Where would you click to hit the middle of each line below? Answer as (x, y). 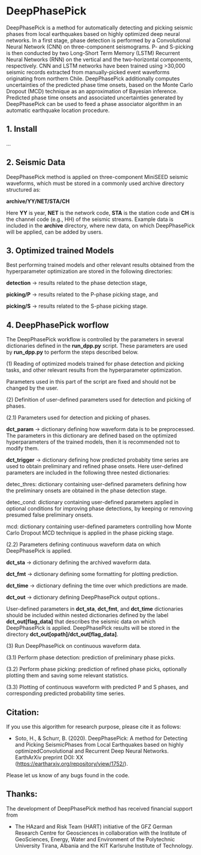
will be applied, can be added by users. (54, 232)
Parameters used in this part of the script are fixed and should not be (91, 382)
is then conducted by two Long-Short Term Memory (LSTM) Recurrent (93, 53)
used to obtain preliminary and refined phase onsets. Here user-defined (95, 466)
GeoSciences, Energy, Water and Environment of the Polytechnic (95, 839)
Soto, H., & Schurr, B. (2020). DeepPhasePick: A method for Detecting (101, 738)
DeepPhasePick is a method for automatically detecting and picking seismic (100, 28)
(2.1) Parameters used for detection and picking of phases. (78, 418)
